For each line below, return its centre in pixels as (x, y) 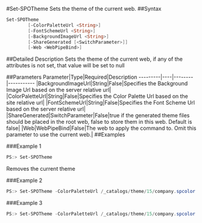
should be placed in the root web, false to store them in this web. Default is (99, 122)
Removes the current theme (41, 169)
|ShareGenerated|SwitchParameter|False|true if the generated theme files (98, 115)
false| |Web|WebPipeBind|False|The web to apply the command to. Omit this (101, 128)
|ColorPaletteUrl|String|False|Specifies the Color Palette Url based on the (97, 96)
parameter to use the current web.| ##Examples (66, 135)
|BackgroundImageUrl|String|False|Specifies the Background (112, 84)
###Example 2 (24, 180)
